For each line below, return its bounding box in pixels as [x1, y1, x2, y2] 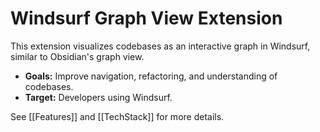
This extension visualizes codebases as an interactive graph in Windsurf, [10, 40, 311, 52]
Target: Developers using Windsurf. [24, 91, 173, 103]
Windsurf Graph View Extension [10, 7, 283, 30]
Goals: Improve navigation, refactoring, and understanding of [24, 70, 278, 82]
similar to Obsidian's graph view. [10, 50, 145, 62]
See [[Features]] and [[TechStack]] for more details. [10, 110, 225, 122]
